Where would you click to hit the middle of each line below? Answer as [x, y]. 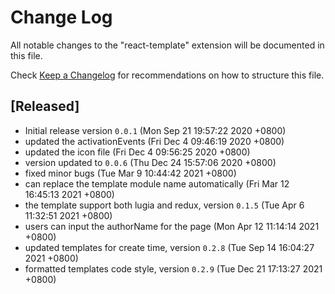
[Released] [45, 106]
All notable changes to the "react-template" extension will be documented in [167, 45]
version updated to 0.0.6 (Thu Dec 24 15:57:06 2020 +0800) [150, 162]
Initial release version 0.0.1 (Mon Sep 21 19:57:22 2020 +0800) [155, 130]
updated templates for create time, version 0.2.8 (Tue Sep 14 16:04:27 [169, 247]
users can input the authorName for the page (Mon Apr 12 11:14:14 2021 [172, 226]
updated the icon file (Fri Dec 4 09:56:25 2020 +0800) [137, 152]
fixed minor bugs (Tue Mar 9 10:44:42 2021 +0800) [130, 173]
